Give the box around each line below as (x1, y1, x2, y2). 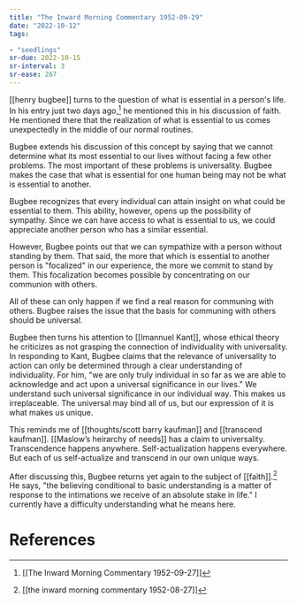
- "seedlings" (9, 45, 62, 54)
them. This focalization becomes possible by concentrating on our (9, 269, 250, 279)
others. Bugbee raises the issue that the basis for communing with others (9, 305, 277, 316)
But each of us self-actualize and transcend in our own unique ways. (9, 452, 260, 463)
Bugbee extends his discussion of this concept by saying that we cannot (9, 141, 274, 151)
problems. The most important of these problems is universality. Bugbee (9, 160, 272, 171)
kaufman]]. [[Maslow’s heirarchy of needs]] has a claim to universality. (9, 433, 265, 444)
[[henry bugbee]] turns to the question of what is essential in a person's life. (9, 94, 286, 104)
